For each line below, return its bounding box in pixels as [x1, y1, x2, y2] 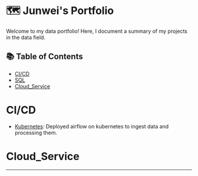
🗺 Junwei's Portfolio [6, 4, 114, 18]
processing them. [14, 129, 58, 136]
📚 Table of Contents [6, 52, 84, 62]
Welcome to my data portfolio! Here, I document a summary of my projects [6, 27, 187, 35]
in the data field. [6, 34, 46, 41]
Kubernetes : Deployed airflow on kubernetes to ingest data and [14, 122, 169, 129]
